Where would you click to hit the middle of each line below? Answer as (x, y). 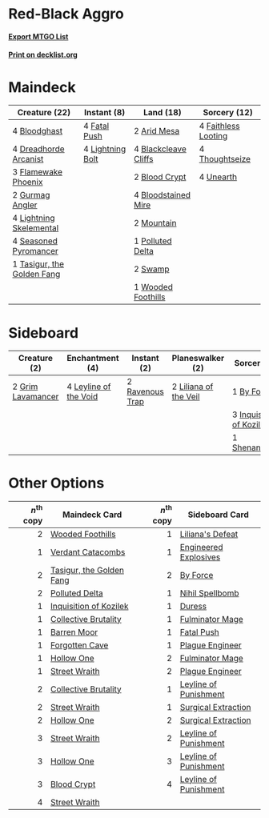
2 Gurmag (31, 195)
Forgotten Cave (80, 645)
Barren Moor (74, 632)
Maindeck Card (92, 515)
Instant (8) (104, 113)
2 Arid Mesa (157, 131)
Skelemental (36, 228)
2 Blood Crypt (160, 177)
